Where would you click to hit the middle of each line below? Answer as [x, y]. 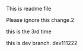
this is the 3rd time [29, 31]
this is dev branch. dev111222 [42, 43]
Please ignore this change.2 [40, 20]
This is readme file [29, 9]
